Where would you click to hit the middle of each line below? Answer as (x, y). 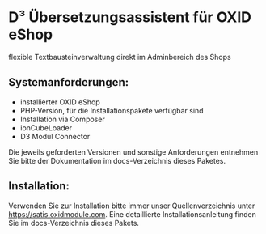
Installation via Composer (62, 119)
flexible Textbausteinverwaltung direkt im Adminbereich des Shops (120, 57)
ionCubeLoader (46, 128)
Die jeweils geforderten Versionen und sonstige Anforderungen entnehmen (133, 152)
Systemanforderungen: (69, 82)
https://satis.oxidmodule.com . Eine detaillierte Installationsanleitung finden (132, 214)
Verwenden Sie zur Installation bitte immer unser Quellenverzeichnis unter (132, 206)
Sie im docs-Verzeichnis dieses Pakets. (74, 223)
